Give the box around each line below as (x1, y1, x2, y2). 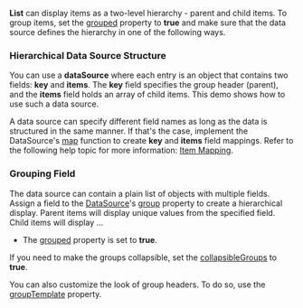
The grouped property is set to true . (22, 234, 158, 245)
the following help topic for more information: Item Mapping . (9, 145, 233, 156)
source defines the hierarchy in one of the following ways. (9, 27, 226, 37)
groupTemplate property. (9, 288, 102, 299)
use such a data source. (9, 98, 99, 109)
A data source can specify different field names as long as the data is (9, 117, 268, 127)
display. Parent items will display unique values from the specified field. (9, 207, 276, 218)
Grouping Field (9, 167, 76, 180)
